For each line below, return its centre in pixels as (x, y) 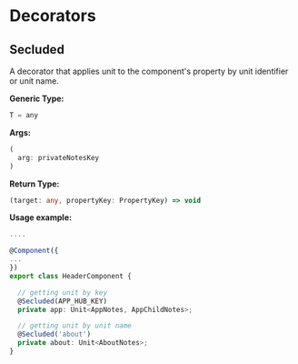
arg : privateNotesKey (59, 157)
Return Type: (35, 184)
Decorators (53, 16)
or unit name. (34, 81)
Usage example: (41, 217)
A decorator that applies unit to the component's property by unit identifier (149, 71)
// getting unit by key (62, 292)
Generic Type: (37, 98)
